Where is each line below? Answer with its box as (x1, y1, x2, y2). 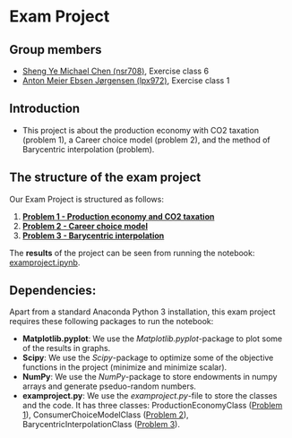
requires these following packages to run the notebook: (9, 316, 214, 327)
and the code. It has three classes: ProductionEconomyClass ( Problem (21, 400, 283, 411)
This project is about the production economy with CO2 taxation (21, 125, 260, 135)
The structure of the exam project (9, 170, 202, 185)
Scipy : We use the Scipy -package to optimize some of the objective (21, 352, 274, 364)
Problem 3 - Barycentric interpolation (21, 230, 165, 241)
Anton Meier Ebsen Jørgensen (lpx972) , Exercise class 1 (21, 75, 230, 86)
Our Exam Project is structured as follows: (9, 193, 164, 204)
